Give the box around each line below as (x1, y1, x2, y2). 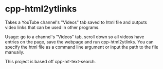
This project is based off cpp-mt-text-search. (5, 58, 96, 64)
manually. (5, 49, 24, 55)
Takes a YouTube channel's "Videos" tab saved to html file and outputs (5, 19, 147, 25)
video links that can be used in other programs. (5, 24, 100, 30)
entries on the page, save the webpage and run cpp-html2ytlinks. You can (5, 39, 154, 44)
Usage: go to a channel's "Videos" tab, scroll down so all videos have (5, 34, 145, 40)
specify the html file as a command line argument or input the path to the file (5, 44, 159, 50)
